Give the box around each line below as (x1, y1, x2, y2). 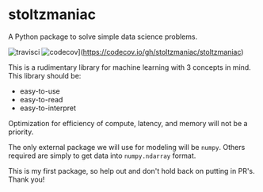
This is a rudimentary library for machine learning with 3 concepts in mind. (8, 62, 251, 72)
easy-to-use (19, 86, 61, 96)
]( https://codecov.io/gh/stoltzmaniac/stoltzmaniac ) (78, 47, 244, 56)
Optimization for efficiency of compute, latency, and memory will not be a (8, 118, 248, 128)
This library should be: (8, 71, 82, 80)
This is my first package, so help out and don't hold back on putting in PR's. (8, 166, 255, 175)
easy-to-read (19, 94, 63, 104)
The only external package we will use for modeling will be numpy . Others (8, 142, 246, 152)
